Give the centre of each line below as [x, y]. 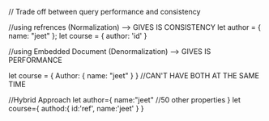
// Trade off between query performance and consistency [105, 12]
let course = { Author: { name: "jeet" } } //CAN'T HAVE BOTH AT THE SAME [134, 75]
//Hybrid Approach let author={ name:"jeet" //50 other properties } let [125, 100]
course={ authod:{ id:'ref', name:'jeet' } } [76, 108]
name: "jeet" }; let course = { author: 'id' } [78, 36]
